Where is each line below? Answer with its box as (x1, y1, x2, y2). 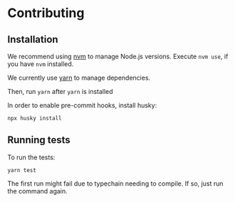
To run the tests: (7, 153, 56, 161)
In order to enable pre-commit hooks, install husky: (7, 101, 157, 110)
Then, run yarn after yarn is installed (7, 87, 113, 95)
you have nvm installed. (7, 60, 74, 68)
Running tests (7, 134, 71, 147)
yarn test (7, 166, 37, 174)
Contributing (7, 5, 85, 21)
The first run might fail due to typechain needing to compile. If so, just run (7, 179, 224, 188)
